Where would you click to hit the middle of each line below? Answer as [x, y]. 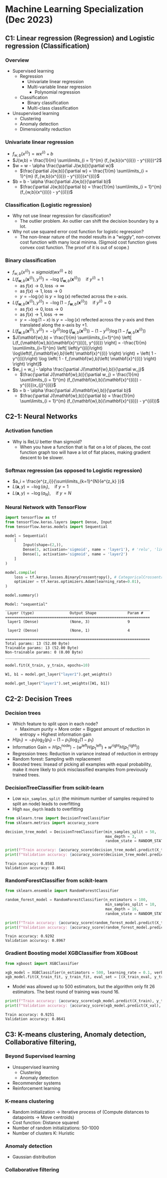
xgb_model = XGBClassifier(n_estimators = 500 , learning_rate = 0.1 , [79, 972]
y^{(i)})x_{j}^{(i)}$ [38, 385]
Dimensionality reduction [45, 129]
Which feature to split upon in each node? [55, 724]
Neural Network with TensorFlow [46, 507]
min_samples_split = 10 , [131, 905]
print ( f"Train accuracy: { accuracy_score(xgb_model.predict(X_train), [80, 1001]
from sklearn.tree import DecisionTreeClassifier [58, 818]
